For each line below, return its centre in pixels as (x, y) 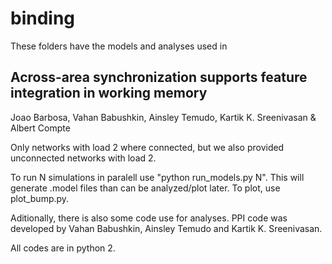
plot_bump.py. (40, 198)
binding (43, 18)
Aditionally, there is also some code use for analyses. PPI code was (149, 218)
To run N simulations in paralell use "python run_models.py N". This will (157, 177)
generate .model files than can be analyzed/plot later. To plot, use (145, 188)
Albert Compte (40, 128)
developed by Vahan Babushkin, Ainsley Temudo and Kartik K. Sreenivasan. (166, 228)
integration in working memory (109, 93)
